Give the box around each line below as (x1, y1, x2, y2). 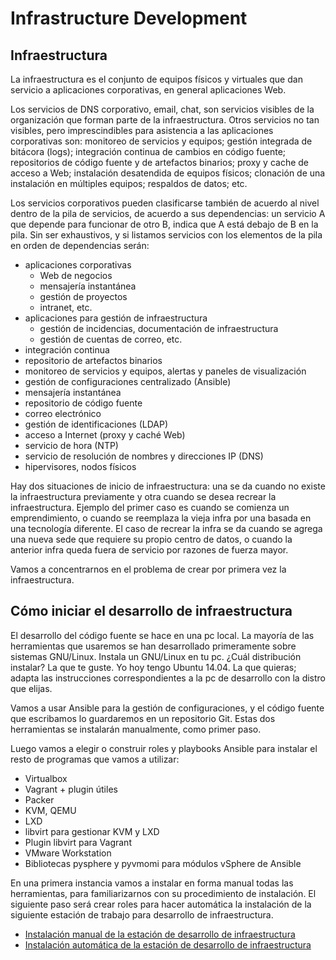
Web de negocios (39, 270, 113, 281)
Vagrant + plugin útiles (24, 783, 118, 795)
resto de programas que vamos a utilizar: (10, 753, 180, 765)
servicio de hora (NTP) (24, 440, 119, 451)
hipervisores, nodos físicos (24, 461, 137, 472)
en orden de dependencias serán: (10, 240, 150, 251)
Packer (24, 793, 55, 806)
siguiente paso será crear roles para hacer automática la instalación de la (10, 898, 312, 910)
